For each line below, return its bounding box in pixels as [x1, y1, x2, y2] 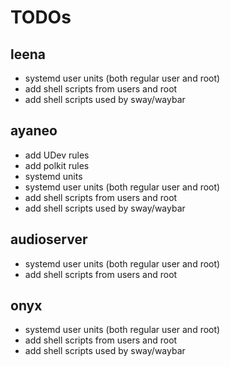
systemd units [24, 170, 83, 182]
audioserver [10, 231, 88, 248]
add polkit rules [24, 159, 90, 171]
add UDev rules [24, 149, 90, 161]
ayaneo [10, 122, 58, 140]
